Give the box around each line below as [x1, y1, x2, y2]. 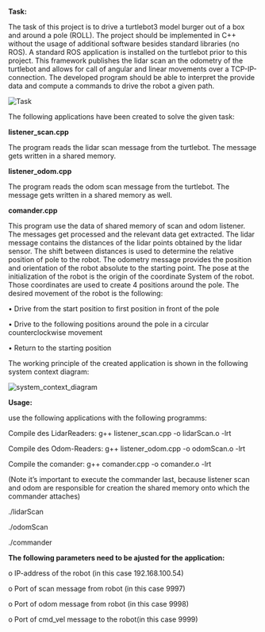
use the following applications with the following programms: [8, 413, 208, 422]
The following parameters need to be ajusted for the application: [8, 553, 225, 562]
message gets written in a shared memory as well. [8, 191, 173, 199]
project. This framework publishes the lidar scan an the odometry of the [8, 56, 244, 65]
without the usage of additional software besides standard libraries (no [8, 39, 240, 48]
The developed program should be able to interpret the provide [48, 73, 255, 82]
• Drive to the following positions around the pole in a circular [8, 319, 209, 329]
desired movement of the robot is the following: [8, 289, 163, 298]
